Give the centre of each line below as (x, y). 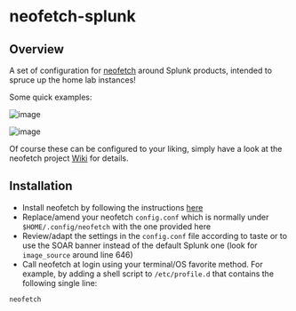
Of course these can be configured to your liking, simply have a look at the (146, 149)
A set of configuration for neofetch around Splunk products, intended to (141, 70)
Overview (37, 49)
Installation (41, 186)
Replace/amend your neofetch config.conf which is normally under (145, 217)
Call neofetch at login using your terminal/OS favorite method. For (143, 264)
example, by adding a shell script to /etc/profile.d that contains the (148, 274)
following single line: (60, 283)
